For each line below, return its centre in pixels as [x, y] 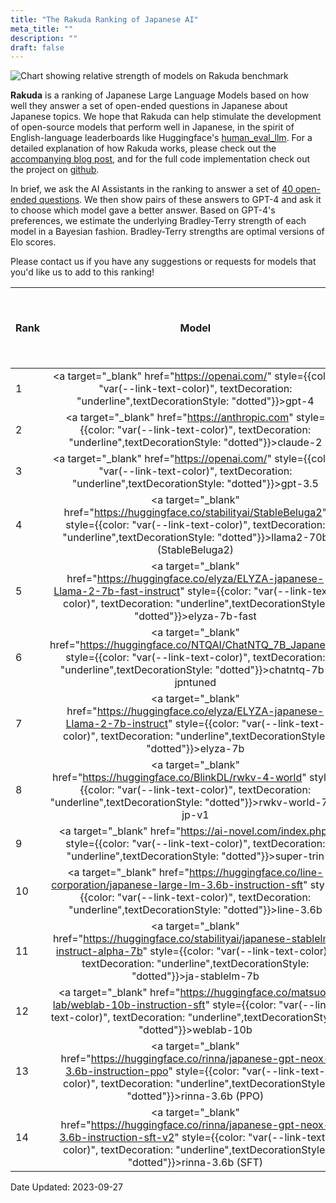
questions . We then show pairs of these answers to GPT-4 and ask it [180, 200]
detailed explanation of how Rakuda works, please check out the [143, 148]
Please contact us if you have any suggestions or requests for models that [163, 262]
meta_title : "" [42, 29]
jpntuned [195, 683]
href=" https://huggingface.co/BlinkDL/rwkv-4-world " [179, 778]
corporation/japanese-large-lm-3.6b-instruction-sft [177, 885]
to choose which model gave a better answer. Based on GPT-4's [143, 210]
